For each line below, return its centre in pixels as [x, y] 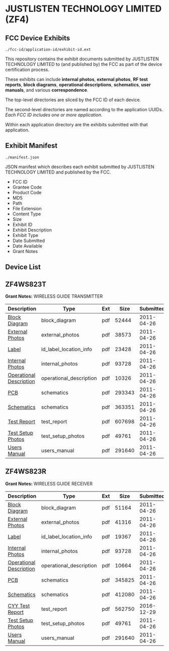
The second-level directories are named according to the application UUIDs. [84, 109]
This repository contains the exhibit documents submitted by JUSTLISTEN [82, 59]
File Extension [27, 208]
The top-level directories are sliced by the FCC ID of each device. [73, 100]
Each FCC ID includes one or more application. [54, 115]
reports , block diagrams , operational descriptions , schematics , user [78, 85]
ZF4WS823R [26, 472]
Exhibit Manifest [31, 146]
